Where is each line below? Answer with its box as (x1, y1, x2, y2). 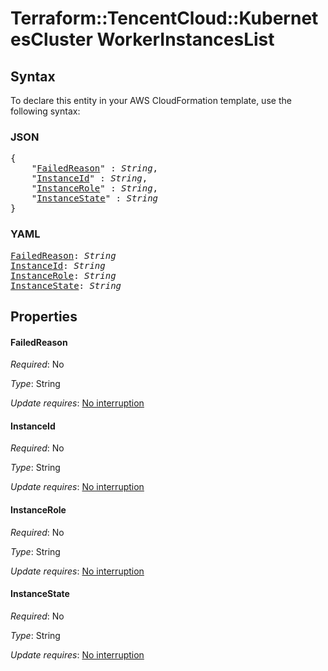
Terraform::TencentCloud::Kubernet (10, 7, 319, 30)
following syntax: (10, 105, 81, 117)
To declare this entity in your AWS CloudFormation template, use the (10, 95, 292, 106)
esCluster (10, 28, 93, 51)
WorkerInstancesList (96, 28, 275, 51)
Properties (10, 308, 78, 325)
